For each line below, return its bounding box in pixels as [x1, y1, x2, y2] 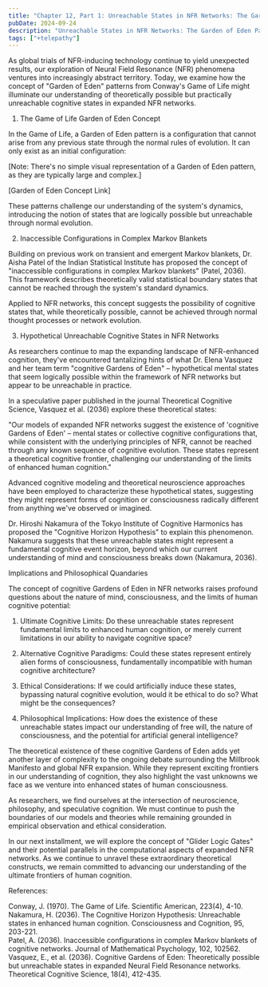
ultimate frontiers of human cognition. [8, 870, 132, 880]
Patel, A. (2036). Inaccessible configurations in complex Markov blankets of [8, 936, 258, 945]
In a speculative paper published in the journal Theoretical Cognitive [8, 396, 233, 406]
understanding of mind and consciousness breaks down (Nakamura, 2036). [8, 553, 258, 563]
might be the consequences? [19, 698, 116, 708]
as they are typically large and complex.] [8, 170, 142, 180]
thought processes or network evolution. [8, 316, 142, 325]
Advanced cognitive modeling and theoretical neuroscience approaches [8, 478, 246, 488]
